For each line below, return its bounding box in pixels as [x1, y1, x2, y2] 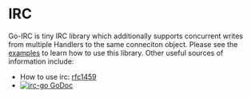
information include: [8, 57, 74, 66]
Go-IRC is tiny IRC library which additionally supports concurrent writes [8, 31, 244, 41]
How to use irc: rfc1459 [19, 72, 98, 81]
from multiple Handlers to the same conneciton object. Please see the [8, 39, 238, 49]
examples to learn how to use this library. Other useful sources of [8, 48, 224, 57]
